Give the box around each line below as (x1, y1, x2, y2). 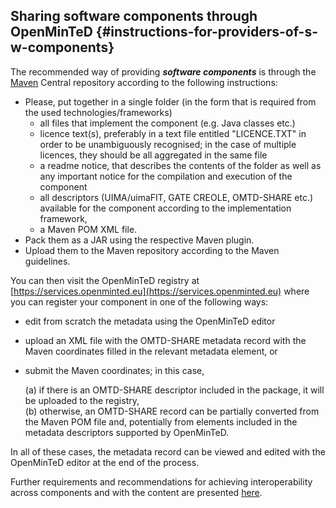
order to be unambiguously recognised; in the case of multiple (39, 138, 297, 150)
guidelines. (24, 255, 71, 267)
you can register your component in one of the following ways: (10, 295, 269, 308)
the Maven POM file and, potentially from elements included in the (24, 415, 298, 428)
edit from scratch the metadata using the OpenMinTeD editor (24, 315, 276, 327)
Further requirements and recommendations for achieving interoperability (10, 475, 313, 488)
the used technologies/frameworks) (24, 106, 173, 118)
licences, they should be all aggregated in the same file (39, 149, 268, 161)
